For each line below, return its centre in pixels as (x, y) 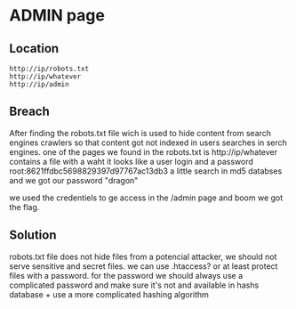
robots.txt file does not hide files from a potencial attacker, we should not (143, 256)
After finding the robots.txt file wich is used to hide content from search (140, 133)
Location (34, 49)
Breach (30, 112)
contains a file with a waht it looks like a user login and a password (131, 161)
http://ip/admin (39, 85)
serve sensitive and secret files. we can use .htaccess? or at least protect (144, 266)
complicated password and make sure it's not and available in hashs (134, 285)
